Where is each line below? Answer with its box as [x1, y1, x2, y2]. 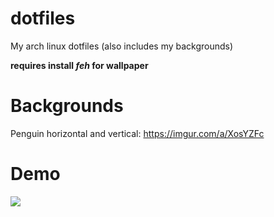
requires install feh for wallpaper [10, 59, 149, 71]
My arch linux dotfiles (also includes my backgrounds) [10, 40, 234, 52]
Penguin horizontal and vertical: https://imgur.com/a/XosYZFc [10, 127, 265, 139]
